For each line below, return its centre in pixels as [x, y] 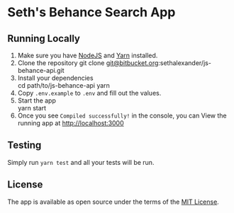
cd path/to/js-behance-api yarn [63, 85]
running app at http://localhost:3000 [71, 123]
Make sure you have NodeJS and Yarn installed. [88, 55]
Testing [24, 145]
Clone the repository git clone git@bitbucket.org [88, 63]
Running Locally [44, 39]
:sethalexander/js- [185, 63]
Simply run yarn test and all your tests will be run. [81, 162]
